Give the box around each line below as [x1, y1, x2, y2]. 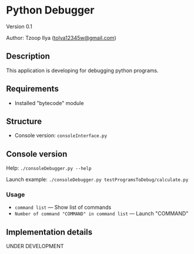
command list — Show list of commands [14, 204, 112, 211]
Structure [6, 116, 42, 126]
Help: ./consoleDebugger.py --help [6, 165, 92, 172]
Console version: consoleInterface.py [14, 132, 108, 139]
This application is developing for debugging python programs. [6, 67, 159, 74]
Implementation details [6, 227, 93, 237]
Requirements [6, 84, 59, 94]
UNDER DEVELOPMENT [6, 243, 64, 250]
